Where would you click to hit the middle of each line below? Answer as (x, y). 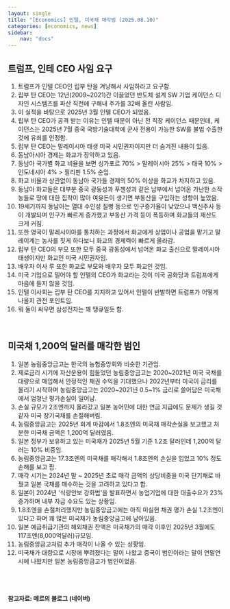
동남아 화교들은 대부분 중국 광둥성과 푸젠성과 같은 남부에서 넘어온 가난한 (114, 189)
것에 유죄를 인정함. (42, 137)
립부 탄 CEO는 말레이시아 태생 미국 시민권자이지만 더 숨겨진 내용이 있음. (113, 146)
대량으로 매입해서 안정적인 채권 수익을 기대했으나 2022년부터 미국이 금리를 (117, 381)
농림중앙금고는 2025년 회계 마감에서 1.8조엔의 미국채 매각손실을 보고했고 (115, 424)
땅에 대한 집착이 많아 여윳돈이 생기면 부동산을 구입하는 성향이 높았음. (127, 198)
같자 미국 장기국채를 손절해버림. (60, 415)
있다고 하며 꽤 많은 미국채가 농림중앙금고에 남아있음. (87, 518)
